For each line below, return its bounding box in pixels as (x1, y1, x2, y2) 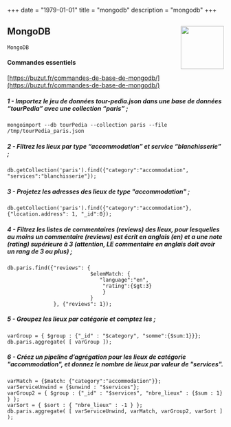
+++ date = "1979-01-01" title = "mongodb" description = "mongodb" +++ (7, 6, 217, 14)
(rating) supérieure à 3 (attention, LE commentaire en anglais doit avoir (7, 240, 215, 248)
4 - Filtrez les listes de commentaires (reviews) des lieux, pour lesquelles (7, 225, 220, 233)
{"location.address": (7, 210, 69, 218)
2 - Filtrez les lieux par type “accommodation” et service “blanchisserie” (7, 142, 221, 150)
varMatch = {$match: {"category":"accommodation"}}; (7, 377, 162, 384)
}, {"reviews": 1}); (53, 300, 112, 307)
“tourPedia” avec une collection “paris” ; (7, 104, 129, 112)
